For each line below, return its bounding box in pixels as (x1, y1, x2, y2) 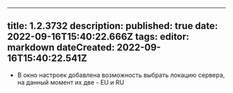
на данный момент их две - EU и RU (17, 78, 125, 86)
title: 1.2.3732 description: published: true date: (7, 20, 218, 32)
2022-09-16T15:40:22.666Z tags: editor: (7, 31, 189, 43)
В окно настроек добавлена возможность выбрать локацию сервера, (17, 70, 225, 79)
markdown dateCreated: (7, 42, 115, 54)
